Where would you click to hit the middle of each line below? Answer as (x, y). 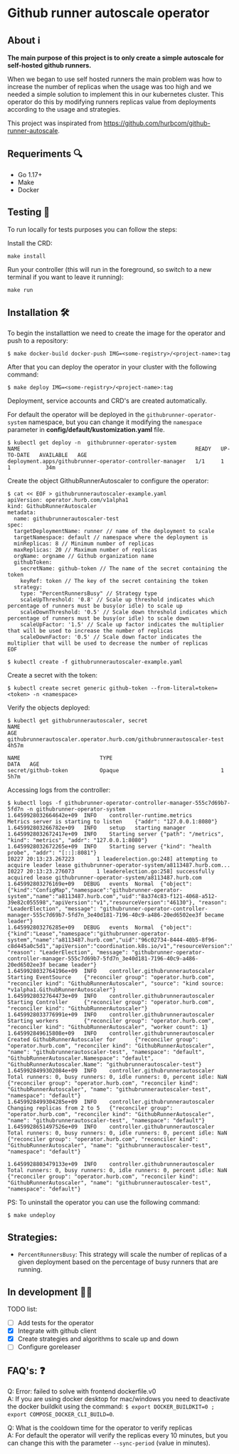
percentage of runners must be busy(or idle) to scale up (95, 606)
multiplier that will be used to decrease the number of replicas (108, 643)
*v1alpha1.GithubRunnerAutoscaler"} (62, 990)
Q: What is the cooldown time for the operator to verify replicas (100, 1428)
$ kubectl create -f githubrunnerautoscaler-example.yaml (95, 662)
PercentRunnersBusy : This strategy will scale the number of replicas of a (122, 1255)
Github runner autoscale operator (108, 13)
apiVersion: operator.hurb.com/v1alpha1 (68, 500)
